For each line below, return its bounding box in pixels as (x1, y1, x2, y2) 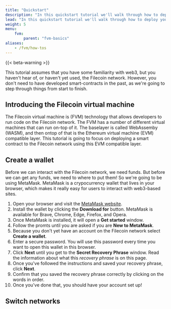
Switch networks (5, 297, 61, 305)
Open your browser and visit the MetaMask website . (12, 201, 123, 207)
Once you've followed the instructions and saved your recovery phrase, (12, 261, 163, 267)
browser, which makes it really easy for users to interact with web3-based (5, 186, 161, 192)
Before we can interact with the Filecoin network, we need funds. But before (5, 169, 165, 175)
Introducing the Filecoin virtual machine (5, 100, 135, 109)
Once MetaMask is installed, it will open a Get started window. (12, 217, 144, 223)
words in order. (12, 276, 45, 283)
